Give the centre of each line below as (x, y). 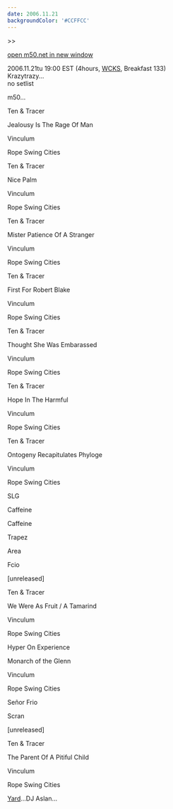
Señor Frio (23, 702)
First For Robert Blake (39, 290)
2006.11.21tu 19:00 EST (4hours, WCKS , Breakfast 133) (87, 68)
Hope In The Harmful (38, 400)
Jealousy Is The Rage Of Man (50, 124)
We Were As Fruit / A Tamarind (52, 606)
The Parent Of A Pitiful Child (48, 757)
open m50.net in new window (50, 55)
